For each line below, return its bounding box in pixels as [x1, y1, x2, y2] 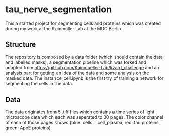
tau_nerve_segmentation [5, 4, 112, 15]
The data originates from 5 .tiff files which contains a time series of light [5, 109, 155, 115]
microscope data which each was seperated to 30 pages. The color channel [5, 114, 164, 120]
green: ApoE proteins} [5, 125, 51, 131]
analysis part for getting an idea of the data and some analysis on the [5, 70, 149, 76]
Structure [5, 40, 36, 49]
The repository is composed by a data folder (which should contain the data [5, 54, 163, 60]
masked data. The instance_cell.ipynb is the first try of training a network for [5, 75, 164, 81]
